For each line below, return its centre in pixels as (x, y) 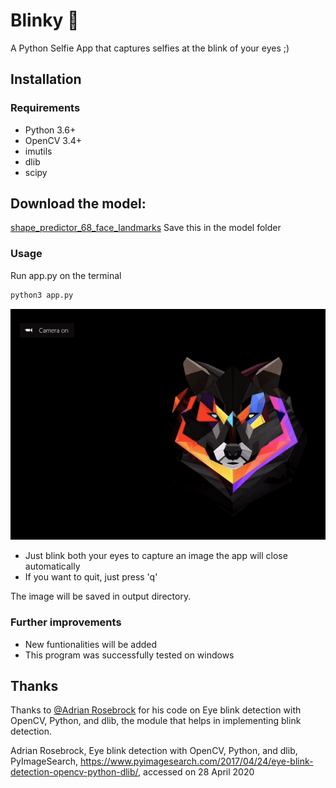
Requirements (45, 108)
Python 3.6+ (50, 130)
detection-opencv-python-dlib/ (74, 772)
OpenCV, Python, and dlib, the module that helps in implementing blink (156, 721)
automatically (52, 566)
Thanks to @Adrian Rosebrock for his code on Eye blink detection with (156, 710)
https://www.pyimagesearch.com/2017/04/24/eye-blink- (196, 761)
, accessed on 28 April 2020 (196, 772)
